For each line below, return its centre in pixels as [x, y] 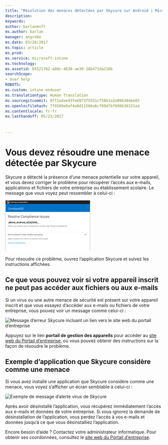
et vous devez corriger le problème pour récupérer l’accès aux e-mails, [78, 182]
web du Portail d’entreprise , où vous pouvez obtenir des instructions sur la [82, 341]
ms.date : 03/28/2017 [27, 43]
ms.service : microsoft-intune [37, 58]
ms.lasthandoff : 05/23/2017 [34, 116]
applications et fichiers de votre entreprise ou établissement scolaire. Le [79, 188]
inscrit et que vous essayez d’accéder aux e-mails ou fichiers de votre [77, 305]
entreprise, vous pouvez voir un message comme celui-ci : [66, 311]
